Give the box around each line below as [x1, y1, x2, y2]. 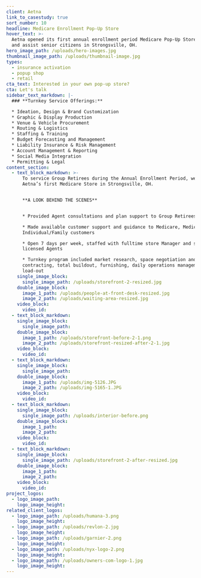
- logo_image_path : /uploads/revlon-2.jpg [11, 524, 119, 530]
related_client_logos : [6, 507, 63, 513]
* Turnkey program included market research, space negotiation [22, 257, 186, 263]
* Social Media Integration [11, 153, 82, 159]
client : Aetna [6, 8, 42, 15]
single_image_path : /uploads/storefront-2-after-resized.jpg [22, 457, 178, 463]
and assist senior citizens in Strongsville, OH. [11, 43, 138, 49]
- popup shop [11, 70, 44, 76]
